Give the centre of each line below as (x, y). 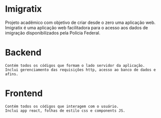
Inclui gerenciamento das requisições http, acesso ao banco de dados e (80, 70)
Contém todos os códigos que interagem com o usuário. (62, 106)
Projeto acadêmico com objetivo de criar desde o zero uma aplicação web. (80, 22)
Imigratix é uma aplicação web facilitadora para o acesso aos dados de (77, 27)
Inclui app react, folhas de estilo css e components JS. (65, 111)
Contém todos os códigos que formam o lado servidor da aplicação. (75, 65)
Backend (23, 53)
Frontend (24, 93)
